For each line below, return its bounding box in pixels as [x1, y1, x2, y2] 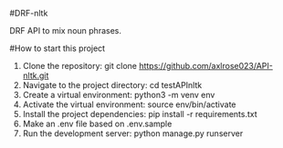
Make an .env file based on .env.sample [22, 118, 173, 129]
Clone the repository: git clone [22, 61, 137, 71]
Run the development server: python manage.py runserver [22, 128, 244, 139]
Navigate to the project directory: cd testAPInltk [22, 80, 203, 90]
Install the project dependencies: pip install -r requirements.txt [22, 109, 257, 119]
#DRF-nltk [9, 8, 48, 18]
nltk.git [22, 70, 49, 81]
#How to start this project [9, 43, 106, 54]
